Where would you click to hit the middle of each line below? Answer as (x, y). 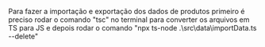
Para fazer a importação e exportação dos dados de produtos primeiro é (127, 11)
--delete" (23, 36)
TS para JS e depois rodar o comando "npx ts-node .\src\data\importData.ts (132, 28)
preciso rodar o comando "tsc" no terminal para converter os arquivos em (129, 20)
